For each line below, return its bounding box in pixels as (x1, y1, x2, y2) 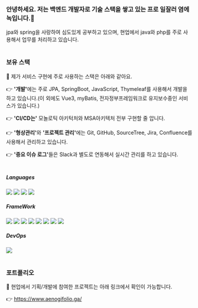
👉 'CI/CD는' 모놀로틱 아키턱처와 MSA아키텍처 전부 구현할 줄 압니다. (6, 114, 165, 122)
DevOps (6, 232, 27, 239)
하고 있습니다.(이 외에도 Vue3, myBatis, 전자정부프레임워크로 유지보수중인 (6, 95, 177, 102)
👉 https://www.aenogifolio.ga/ (6, 295, 82, 302)
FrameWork (6, 203, 35, 210)
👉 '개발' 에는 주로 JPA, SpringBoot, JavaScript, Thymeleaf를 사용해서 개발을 (6, 85, 188, 92)
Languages (6, 174, 35, 181)
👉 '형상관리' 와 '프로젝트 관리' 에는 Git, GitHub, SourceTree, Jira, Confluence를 (6, 129, 193, 136)
